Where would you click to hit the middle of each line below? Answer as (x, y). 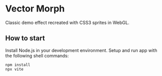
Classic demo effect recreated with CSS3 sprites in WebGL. (67, 22)
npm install (18, 65)
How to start (25, 38)
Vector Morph (35, 9)
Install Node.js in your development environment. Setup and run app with (81, 50)
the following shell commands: (37, 55)
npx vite (14, 69)
